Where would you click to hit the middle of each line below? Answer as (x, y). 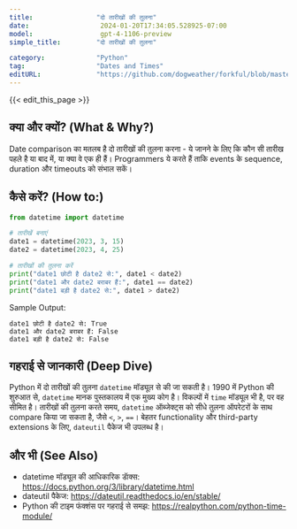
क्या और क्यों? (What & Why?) (82, 128)
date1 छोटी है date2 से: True (58, 324)
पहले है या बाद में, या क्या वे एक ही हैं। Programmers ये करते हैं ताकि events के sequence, (146, 158)
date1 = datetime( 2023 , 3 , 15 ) (67, 241)
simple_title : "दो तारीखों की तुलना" (83, 42)
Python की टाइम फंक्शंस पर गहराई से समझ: (86, 506)
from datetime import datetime (67, 218)
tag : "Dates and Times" (87, 66)
